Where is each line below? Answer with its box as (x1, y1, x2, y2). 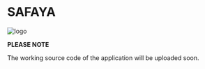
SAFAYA (7, 4, 56, 20)
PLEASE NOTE (7, 40, 50, 48)
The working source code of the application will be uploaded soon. (7, 53, 200, 62)
